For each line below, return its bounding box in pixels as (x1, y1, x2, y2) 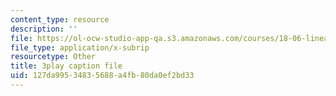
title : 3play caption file (10, 61, 123, 71)
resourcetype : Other (10, 52, 97, 62)
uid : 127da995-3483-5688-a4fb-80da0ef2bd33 (10, 71, 195, 81)
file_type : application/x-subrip (10, 42, 150, 53)
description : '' (10, 24, 78, 34)
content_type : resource (10, 14, 110, 25)
